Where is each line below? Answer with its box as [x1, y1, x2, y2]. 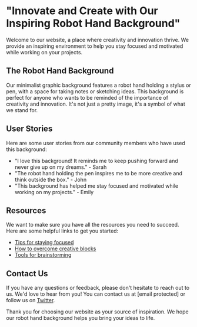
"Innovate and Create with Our [6, 4, 158, 18]
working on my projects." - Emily [14, 188, 94, 195]
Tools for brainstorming [14, 251, 72, 259]
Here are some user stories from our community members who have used [6, 139, 185, 146]
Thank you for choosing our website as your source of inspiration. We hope [6, 308, 189, 315]
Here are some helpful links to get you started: [6, 227, 119, 234]
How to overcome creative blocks [14, 245, 96, 252]
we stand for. [6, 106, 38, 113]
